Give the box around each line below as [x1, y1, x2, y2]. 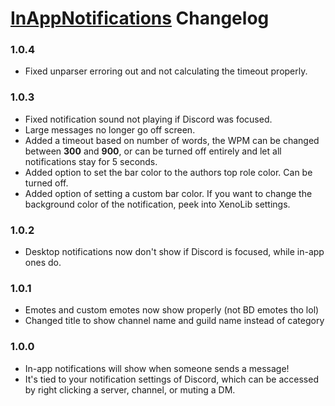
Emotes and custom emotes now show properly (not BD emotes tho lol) [24, 304, 320, 316]
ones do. [24, 257, 62, 269]
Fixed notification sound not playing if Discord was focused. [24, 113, 273, 125]
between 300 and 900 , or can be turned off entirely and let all [24, 145, 282, 157]
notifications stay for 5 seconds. [24, 155, 158, 167]
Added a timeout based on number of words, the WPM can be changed [24, 134, 320, 146]
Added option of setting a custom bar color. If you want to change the [24, 187, 313, 199]
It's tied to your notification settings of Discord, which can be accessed [24, 373, 319, 385]
